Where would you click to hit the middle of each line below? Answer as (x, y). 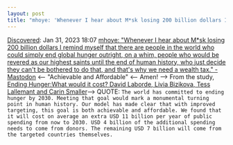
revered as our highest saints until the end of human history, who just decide (117, 62)
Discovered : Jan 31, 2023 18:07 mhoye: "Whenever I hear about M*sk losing (116, 40)
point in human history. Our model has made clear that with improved (111, 104)
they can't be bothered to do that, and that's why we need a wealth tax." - (113, 69)
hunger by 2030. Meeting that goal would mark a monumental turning (108, 98)
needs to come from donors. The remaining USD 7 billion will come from (114, 128)
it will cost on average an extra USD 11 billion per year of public (110, 116)
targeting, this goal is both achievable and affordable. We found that (114, 110)
